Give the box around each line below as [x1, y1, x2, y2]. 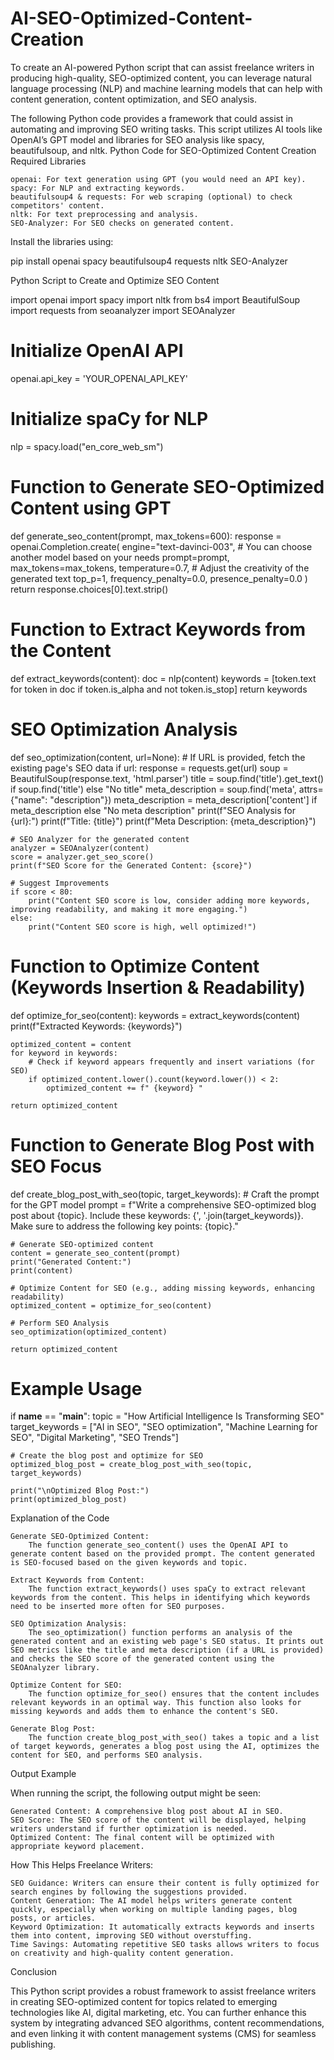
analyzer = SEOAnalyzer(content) [10, 843, 150, 853]
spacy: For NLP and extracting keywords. [10, 183, 186, 193]
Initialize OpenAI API [10, 340, 184, 362]
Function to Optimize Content [10, 955, 260, 977]
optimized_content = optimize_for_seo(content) [10, 1300, 213, 1311]
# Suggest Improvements [10, 878, 110, 888]
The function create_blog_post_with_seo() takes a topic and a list [28, 1733, 320, 1743]
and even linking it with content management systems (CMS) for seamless [10, 2028, 317, 2040]
